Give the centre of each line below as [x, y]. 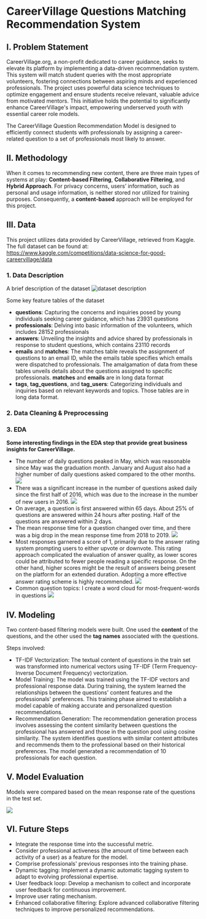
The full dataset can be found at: [48, 246]
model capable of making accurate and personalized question [93, 705]
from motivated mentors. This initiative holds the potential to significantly [98, 101]
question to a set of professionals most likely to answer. [96, 139]
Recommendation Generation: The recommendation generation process [106, 718]
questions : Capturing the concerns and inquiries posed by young [98, 312]
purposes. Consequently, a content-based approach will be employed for [100, 199]
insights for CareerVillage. [41, 449]
